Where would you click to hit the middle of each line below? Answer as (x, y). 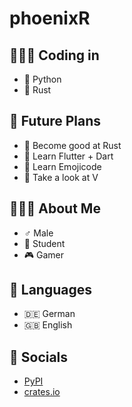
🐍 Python (42, 79)
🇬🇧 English (48, 325)
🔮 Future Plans (55, 121)
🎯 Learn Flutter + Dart (68, 156)
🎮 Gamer (44, 254)
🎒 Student (44, 243)
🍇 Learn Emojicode (62, 166)
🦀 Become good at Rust (72, 145)
